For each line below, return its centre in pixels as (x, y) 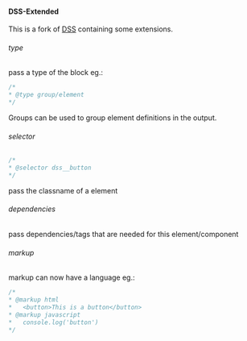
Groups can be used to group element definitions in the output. (113, 118)
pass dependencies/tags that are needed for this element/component (123, 235)
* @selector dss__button (50, 168)
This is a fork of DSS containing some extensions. (91, 29)
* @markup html (34, 300)
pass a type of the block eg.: (56, 73)
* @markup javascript (45, 314)
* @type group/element (46, 95)
